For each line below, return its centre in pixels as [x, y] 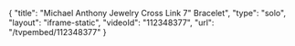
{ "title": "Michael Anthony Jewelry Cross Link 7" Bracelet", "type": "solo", [147, 13]
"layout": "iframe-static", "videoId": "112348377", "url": [111, 23]
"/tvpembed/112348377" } [58, 32]
